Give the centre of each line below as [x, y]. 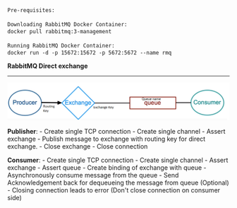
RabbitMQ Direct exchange [48, 66]
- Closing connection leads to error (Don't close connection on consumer [114, 190]
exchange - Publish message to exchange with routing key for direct [107, 139]
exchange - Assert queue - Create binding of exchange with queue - [107, 168]
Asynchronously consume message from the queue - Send [93, 175]
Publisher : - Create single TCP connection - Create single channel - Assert [116, 132]
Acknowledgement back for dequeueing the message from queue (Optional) [118, 183]
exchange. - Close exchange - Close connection [78, 146]
